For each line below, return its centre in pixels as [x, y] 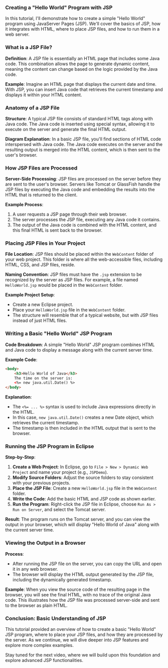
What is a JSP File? [29, 48]
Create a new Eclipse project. [43, 304]
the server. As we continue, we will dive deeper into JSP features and [77, 640]
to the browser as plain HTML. [36, 605]
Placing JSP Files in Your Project [45, 243]
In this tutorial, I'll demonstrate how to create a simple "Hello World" [75, 19]
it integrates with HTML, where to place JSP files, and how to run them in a [82, 29]
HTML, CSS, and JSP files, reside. [40, 265]
